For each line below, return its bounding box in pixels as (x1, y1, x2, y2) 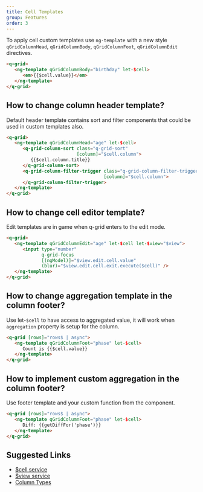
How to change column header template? (6, 100, 165, 110)
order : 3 (6, 20, 28, 26)
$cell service (14, 466, 48, 473)
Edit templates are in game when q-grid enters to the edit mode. (6, 223, 166, 230)
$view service (14, 472, 50, 480)
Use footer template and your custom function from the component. (6, 399, 175, 406)
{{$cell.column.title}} (30, 157, 91, 163)
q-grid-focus (41, 252, 74, 258)
